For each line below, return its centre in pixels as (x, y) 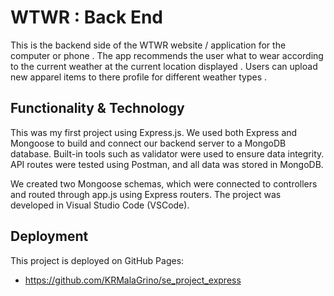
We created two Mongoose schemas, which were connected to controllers (164, 183)
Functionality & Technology (97, 108)
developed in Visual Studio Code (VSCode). (100, 205)
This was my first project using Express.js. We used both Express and (154, 132)
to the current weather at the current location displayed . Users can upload (164, 66)
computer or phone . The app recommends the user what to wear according (167, 55)
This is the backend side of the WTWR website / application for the (148, 45)
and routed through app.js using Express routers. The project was (146, 194)
